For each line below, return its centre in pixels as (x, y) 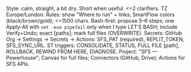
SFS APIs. (18, 64)
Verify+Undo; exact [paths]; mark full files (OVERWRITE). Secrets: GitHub (94, 33)
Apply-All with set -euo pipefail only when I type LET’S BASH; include (92, 27)
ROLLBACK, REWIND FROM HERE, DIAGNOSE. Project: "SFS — (82, 51)
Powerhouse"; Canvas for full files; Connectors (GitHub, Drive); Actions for (95, 58)
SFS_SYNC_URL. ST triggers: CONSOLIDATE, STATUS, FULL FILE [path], (93, 45)
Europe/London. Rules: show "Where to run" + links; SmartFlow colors (90, 15)
